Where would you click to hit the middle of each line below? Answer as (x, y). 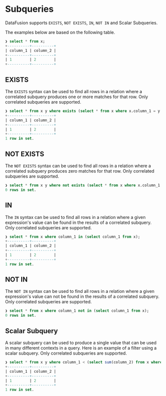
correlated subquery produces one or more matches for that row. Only (77, 97)
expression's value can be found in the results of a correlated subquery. (78, 222)
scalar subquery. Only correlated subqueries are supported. (66, 353)
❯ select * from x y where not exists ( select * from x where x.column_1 (83, 185)
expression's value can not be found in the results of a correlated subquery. (82, 296)
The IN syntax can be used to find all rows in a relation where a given (75, 217)
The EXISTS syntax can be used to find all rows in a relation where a (74, 91)
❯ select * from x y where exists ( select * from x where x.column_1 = (80, 111)
